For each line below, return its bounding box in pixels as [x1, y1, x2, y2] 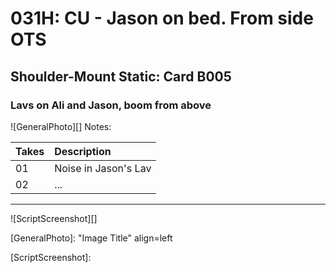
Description [54, 144, 112, 158]
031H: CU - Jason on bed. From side [10, 7, 314, 30]
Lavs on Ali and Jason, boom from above [10, 98, 212, 112]
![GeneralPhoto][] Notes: [10, 120, 112, 132]
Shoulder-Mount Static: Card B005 [10, 68, 232, 85]
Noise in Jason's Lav [54, 161, 152, 175]
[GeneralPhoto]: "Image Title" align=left [10, 232, 173, 244]
